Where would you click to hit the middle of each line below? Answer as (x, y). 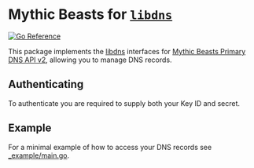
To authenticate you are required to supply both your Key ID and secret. (124, 103)
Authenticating (46, 84)
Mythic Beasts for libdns (90, 15)
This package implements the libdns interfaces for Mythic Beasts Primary (127, 51)
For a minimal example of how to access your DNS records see (110, 147)
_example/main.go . (39, 155)
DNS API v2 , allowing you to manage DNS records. (90, 60)
